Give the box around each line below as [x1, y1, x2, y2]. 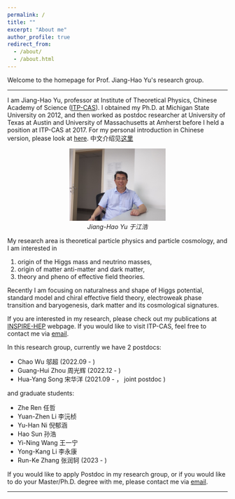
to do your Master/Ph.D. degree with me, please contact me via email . [7, 477, 208, 486]
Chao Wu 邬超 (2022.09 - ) [17, 357, 96, 366]
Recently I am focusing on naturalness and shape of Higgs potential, [7, 286, 204, 294]
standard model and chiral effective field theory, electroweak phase [7, 293, 202, 301]
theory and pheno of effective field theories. [17, 272, 145, 280]
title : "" [7, 18, 36, 26]
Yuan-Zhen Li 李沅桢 [17, 412, 77, 421]
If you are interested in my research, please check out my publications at [7, 314, 217, 322]
